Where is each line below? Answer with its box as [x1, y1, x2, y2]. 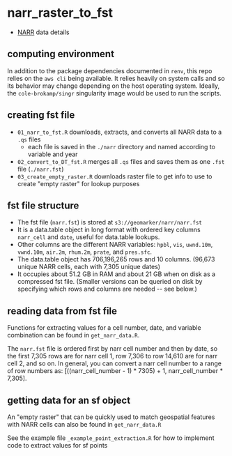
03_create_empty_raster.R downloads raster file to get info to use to [17, 172, 212, 181]
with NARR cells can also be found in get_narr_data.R [7, 420, 162, 428]
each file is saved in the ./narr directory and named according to [27, 142, 216, 151]
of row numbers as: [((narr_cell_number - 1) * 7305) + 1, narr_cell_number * [7, 367, 223, 375]
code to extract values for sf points [7, 441, 108, 449]
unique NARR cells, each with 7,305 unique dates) [17, 263, 161, 271]
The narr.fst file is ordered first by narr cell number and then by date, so [7, 344, 218, 353]
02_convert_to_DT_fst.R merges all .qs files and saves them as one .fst [17, 157, 225, 165]
